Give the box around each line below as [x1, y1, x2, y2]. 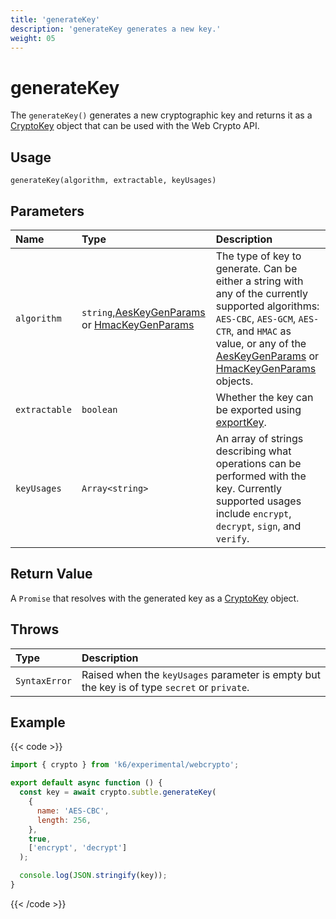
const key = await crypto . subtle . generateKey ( [19, 787, 217, 798]
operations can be [215, 456, 302, 470]
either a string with [215, 274, 304, 288]
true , [28, 834, 52, 844]
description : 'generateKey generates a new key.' [10, 24, 222, 34]
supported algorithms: [215, 299, 320, 313]
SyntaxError [15, 675, 73, 686]
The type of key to [215, 249, 302, 263]
